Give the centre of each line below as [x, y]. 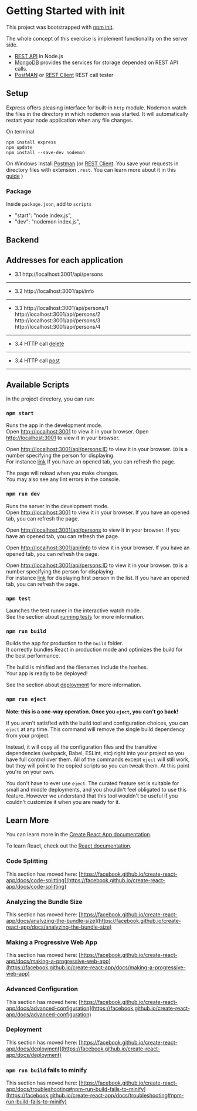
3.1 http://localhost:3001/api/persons [59, 274]
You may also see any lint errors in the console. [63, 479]
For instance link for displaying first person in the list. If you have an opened [98, 578]
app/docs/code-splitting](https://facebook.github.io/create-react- [86, 880]
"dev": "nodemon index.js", [47, 222]
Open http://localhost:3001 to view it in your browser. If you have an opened [98, 512]
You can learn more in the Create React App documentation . [79, 835]
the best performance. [33, 656]
